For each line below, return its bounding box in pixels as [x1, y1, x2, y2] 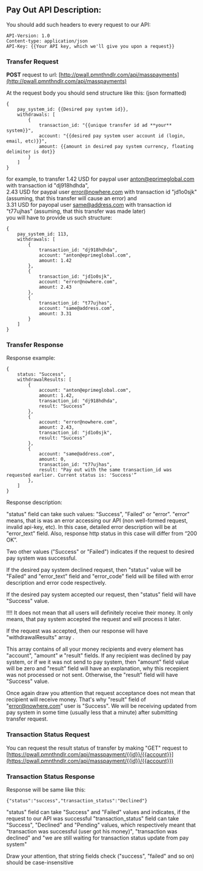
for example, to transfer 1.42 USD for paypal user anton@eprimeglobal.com [6, 175, 195, 183]
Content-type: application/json [6, 38, 88, 44]
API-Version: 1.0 [6, 33, 50, 39]
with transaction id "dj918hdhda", [6, 182, 89, 189]
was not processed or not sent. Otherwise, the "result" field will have [6, 671, 178, 679]
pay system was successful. [6, 554, 77, 562]
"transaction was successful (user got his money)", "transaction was [6, 828, 178, 835]
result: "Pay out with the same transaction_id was [38, 467, 172, 473]
